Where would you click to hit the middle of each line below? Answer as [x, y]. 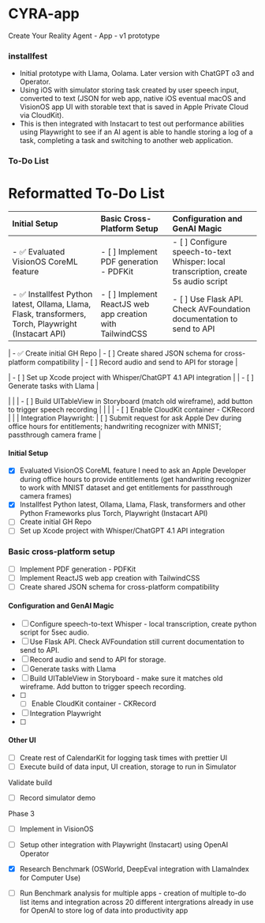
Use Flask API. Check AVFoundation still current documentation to [137, 642]
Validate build [30, 782]
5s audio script [200, 281]
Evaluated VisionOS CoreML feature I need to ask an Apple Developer [133, 470]
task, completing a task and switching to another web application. [126, 141]
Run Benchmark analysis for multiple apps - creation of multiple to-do [133, 893]
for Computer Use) [50, 877]
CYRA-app [44, 14]
